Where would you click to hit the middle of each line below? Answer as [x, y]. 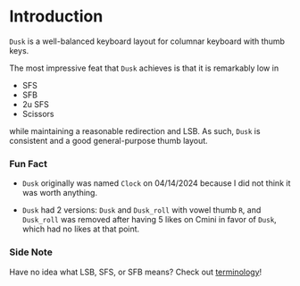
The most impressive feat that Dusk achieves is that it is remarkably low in [144, 68]
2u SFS [35, 104]
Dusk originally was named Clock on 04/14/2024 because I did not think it [156, 183]
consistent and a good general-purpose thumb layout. [108, 140]
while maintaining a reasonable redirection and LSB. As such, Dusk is [135, 130]
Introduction [56, 17]
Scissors [38, 114]
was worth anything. [60, 193]
